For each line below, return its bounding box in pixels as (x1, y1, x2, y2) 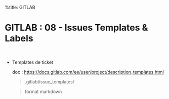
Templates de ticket (12, 59, 54, 65)
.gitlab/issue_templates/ (24, 78, 74, 85)
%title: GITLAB (5, 5, 35, 10)
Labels (5, 33, 33, 44)
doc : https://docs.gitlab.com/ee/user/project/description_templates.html (12, 69, 164, 75)
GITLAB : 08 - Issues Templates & (5, 22, 148, 33)
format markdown (24, 88, 62, 94)
